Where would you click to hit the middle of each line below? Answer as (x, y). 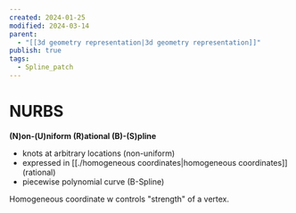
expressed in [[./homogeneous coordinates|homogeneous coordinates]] (155, 162)
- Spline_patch (45, 68)
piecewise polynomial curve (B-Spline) (93, 181)
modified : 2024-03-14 (49, 26)
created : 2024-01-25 (48, 17)
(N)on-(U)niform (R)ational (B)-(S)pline (83, 135)
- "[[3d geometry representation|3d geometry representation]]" (139, 42)
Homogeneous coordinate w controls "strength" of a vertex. (119, 199)
